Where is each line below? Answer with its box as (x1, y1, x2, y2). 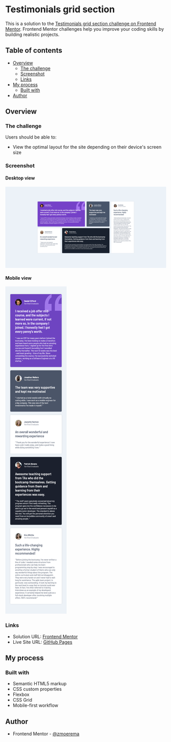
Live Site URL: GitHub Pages (12, 639, 72, 645)
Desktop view (5, 175, 35, 181)
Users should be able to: (5, 134, 57, 140)
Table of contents (5, 46, 62, 55)
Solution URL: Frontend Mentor (12, 633, 78, 640)
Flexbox (12, 691, 30, 698)
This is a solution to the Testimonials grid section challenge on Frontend (5, 20, 157, 27)
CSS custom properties (12, 686, 62, 692)
